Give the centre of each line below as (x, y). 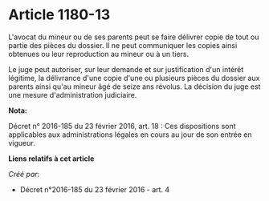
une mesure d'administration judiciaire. (73, 94)
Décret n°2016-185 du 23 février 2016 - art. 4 (95, 189)
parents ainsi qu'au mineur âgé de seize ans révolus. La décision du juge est (134, 86)
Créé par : (24, 174)
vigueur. (22, 143)
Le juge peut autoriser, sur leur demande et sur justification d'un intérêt (126, 69)
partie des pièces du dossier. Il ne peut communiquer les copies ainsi (123, 45)
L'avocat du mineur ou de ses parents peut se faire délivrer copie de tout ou (134, 37)
